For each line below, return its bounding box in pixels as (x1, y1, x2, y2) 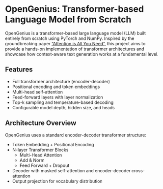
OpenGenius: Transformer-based (5, 3, 144, 15)
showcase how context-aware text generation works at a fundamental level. (5, 51, 159, 57)
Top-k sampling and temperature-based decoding (12, 99, 114, 105)
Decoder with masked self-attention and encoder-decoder (12, 167, 131, 173)
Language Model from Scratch (5, 14, 132, 25)
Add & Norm (19, 157, 45, 163)
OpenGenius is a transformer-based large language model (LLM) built (5, 30, 146, 36)
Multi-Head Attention (19, 152, 62, 158)
